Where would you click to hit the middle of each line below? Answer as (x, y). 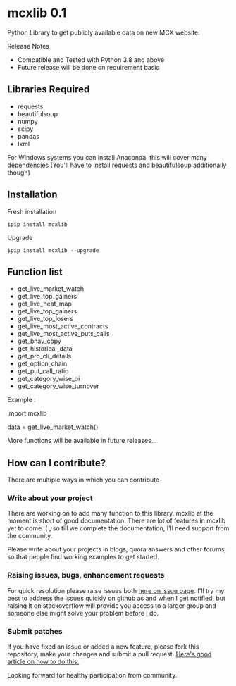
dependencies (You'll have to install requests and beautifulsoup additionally (117, 165)
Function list (35, 272)
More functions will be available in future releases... (82, 441)
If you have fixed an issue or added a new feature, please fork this (103, 647)
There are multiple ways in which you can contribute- (85, 480)
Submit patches (35, 631)
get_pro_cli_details (44, 356)
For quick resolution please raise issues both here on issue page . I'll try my (116, 590)
